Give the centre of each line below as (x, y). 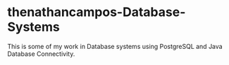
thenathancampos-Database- (97, 12)
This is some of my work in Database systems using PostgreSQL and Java (115, 46)
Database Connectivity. (41, 54)
